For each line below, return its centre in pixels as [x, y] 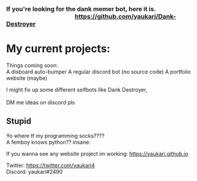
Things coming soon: [32, 65]
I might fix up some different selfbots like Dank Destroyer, [77, 89]
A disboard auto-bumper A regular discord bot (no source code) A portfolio [98, 71]
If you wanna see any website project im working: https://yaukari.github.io [97, 153]
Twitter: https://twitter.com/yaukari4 [51, 165]
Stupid [19, 121]
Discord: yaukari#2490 [34, 171]
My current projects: [58, 49]
